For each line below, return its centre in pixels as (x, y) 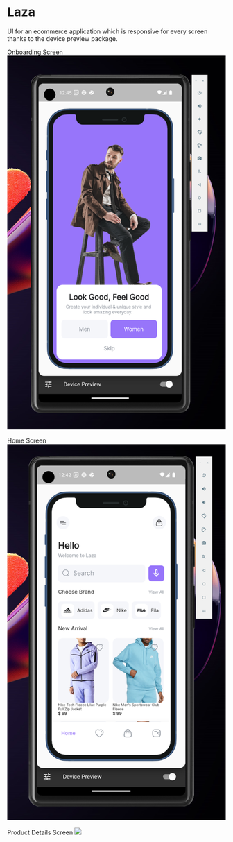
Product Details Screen (40, 832)
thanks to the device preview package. (62, 38)
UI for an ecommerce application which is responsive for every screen (107, 31)
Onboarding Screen (35, 52)
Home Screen (27, 440)
